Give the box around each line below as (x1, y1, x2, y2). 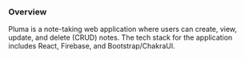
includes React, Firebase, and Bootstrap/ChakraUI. (8, 41, 175, 51)
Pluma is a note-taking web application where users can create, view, (8, 25, 238, 34)
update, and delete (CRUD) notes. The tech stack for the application (8, 33, 233, 42)
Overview (8, 6, 47, 17)
